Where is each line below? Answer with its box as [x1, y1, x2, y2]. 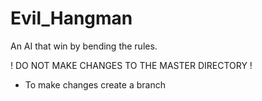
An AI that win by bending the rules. [10, 40, 158, 52]
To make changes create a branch [24, 78, 166, 91]
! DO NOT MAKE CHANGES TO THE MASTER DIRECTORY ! [10, 59, 253, 71]
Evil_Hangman [10, 7, 133, 30]
